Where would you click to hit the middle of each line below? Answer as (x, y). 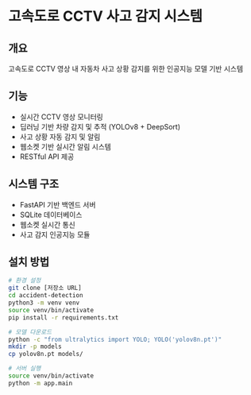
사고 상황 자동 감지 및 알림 (60, 137)
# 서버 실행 (25, 369)
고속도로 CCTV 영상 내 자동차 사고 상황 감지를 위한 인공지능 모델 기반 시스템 (126, 69)
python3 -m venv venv (44, 303)
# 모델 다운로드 (30, 332)
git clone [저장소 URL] (45, 288)
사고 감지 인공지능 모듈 (55, 234)
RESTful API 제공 (47, 157)
